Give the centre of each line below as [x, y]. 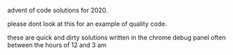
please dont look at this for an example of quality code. [87, 24]
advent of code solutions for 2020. [57, 10]
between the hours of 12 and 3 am [57, 45]
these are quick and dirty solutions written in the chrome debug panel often [117, 37]
